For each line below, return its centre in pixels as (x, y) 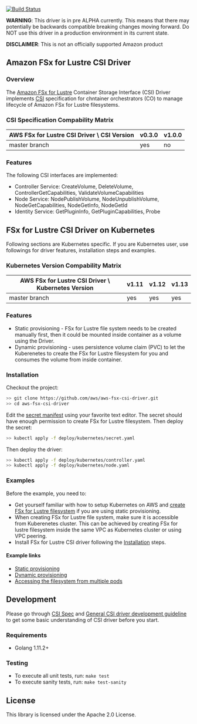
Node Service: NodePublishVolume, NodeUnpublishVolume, (87, 199)
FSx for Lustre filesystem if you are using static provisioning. (88, 511)
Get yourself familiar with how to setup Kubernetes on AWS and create (100, 505)
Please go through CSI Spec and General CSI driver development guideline (96, 614)
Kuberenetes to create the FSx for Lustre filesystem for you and (91, 353)
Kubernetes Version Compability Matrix (64, 266)
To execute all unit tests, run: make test (62, 676)
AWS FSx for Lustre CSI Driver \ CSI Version (72, 135)
